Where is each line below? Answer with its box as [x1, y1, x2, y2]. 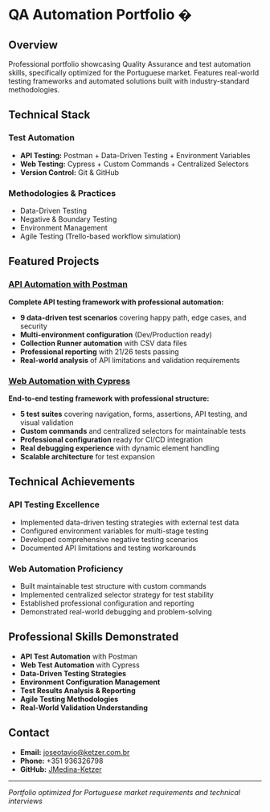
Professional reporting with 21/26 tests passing [19, 346, 179, 357]
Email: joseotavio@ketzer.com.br [19, 747, 130, 757]
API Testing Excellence [8, 499, 100, 510]
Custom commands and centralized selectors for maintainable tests [19, 426, 247, 435]
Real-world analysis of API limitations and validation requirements [19, 355, 240, 365]
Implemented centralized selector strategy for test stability [19, 590, 215, 599]
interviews [8, 796, 43, 806]
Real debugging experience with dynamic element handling [19, 443, 219, 453]
